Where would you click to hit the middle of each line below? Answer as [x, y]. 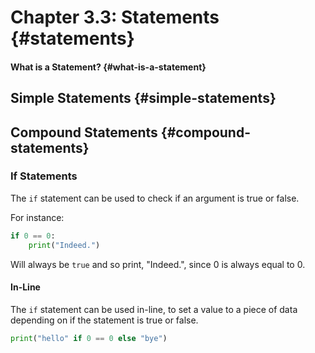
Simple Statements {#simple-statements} [143, 98]
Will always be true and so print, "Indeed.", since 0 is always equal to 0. [158, 264]
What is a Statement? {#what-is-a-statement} [108, 67]
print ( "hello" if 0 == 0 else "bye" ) [89, 338]
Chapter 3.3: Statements [115, 17]
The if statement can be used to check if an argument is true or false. [155, 198]
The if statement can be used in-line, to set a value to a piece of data [154, 309]
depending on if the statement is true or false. [104, 320]
